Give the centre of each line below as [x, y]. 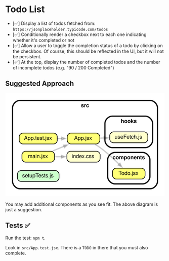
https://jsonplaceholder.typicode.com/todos [60, 29]
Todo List [25, 9]
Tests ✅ [18, 226]
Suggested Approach [40, 84]
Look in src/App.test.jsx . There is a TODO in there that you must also [77, 247]
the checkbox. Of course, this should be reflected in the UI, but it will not [88, 51]
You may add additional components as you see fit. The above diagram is [82, 204]
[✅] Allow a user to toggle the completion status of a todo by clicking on [88, 45]
